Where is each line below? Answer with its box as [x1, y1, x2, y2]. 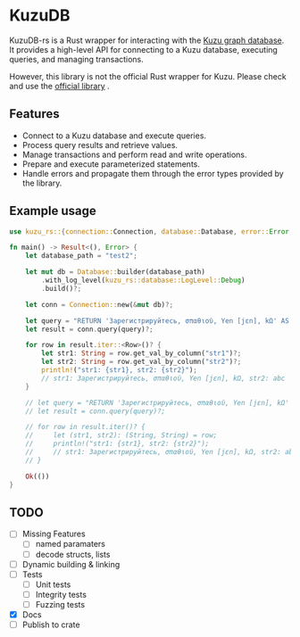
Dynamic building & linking [21, 558, 121, 569]
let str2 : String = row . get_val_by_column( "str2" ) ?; [41, 358, 242, 367]
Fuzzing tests [35, 599, 86, 609]
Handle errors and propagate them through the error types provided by [21, 168, 284, 178]
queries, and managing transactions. [9, 54, 145, 64]
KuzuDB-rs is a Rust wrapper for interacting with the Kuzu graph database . [9, 35, 285, 45]
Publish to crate [21, 619, 80, 630]
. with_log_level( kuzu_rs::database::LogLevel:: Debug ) [41, 276, 246, 285]
